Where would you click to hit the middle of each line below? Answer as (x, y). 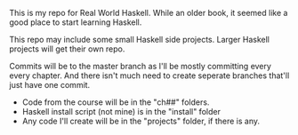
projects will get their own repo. (67, 49)
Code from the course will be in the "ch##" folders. (116, 102)
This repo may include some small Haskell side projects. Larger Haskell (139, 40)
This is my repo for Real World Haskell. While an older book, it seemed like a (149, 13)
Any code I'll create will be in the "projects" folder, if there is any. (141, 121)
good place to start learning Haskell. (76, 22)
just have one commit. (50, 85)
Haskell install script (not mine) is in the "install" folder (121, 111)
